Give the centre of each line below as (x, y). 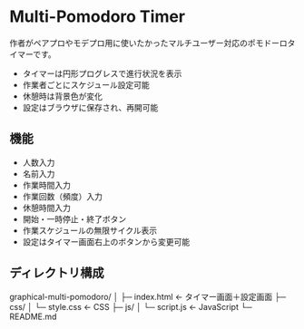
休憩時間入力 (46, 208)
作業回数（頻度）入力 (62, 196)
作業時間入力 (46, 185)
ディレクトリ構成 (57, 273)
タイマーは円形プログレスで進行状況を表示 (102, 73)
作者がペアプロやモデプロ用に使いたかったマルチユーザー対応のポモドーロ (148, 43)
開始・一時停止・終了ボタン (74, 218)
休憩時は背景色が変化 (62, 96)
